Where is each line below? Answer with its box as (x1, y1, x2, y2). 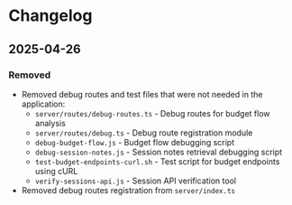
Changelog (8, 5, 93, 26)
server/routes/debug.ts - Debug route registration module (34, 127, 253, 138)
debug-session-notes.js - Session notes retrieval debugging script (34, 146, 283, 157)
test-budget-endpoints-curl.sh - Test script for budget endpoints (34, 155, 280, 167)
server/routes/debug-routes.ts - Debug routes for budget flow (34, 107, 271, 118)
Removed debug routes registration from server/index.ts (21, 184, 236, 195)
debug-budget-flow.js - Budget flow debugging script (34, 136, 235, 147)
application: (21, 98, 66, 109)
